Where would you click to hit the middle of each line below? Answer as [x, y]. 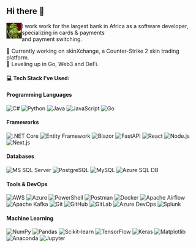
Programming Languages [39, 95]
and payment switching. [52, 39]
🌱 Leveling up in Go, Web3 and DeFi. [53, 64]
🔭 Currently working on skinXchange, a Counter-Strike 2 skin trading [93, 51]
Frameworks [23, 122]
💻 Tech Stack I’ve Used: [38, 78]
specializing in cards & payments [63, 32]
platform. [18, 57]
